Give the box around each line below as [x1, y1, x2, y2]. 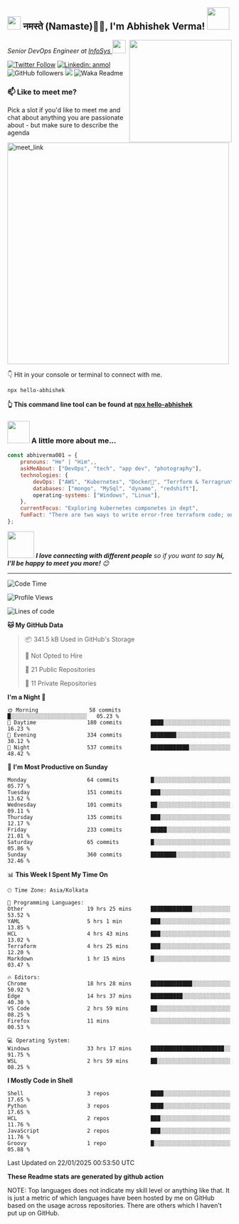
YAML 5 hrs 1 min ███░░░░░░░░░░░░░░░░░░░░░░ [7, 917, 231, 925]
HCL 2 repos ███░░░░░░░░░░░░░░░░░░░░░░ [7, 1114, 231, 1122]
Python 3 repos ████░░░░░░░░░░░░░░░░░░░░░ [7, 1102, 231, 1109]
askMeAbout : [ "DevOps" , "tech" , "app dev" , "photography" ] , [20, 465, 202, 473]
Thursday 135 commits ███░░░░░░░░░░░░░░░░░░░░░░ [7, 813, 231, 821]
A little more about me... [31, 436, 117, 445]
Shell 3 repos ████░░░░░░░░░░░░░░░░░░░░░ [7, 1090, 231, 1097]
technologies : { [20, 471, 69, 479]
